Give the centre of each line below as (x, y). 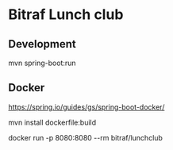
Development (42, 44)
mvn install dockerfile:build (52, 122)
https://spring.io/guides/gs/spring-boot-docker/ (86, 107)
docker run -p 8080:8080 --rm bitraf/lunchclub (85, 137)
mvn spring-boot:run (42, 63)
